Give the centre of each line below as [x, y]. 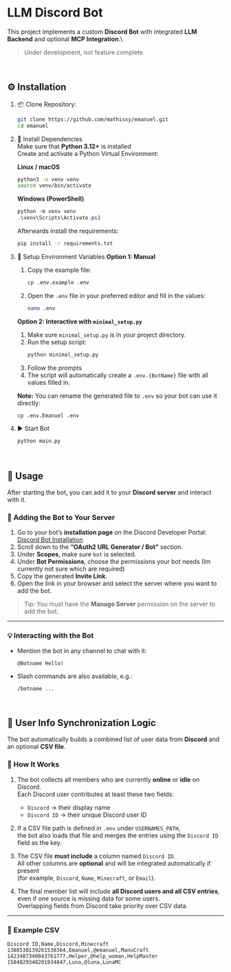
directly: [29, 403]
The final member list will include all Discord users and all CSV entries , [118, 891]
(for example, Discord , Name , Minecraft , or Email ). [86, 878]
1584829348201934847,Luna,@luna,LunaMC [64, 962]
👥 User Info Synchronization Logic [81, 723]
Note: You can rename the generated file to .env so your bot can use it [117, 396]
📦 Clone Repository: [47, 104]
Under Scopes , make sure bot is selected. [77, 554]
